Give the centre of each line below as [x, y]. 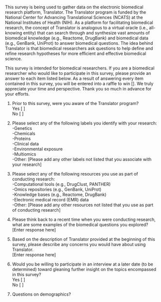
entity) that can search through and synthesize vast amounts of [87, 33]
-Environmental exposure [37, 149]
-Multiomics [24, 154]
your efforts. [17, 94]
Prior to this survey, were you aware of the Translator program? [75, 103]
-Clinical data [25, 144]
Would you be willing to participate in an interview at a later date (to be [83, 264]
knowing [14, 33]
